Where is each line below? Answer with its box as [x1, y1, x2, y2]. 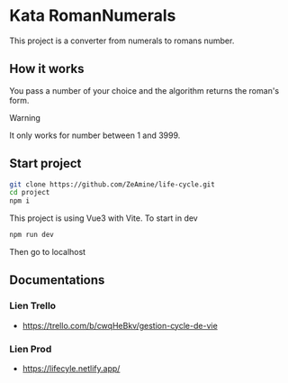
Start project [9, 156, 82, 171]
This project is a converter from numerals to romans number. [9, 35, 235, 46]
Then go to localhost [9, 247, 86, 258]
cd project [9, 188, 50, 197]
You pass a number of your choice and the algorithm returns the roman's [9, 85, 280, 96]
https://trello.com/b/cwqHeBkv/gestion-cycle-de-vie [22, 320, 218, 331]
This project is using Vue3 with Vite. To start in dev [9, 213, 198, 223]
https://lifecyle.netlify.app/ [22, 363, 121, 374]
